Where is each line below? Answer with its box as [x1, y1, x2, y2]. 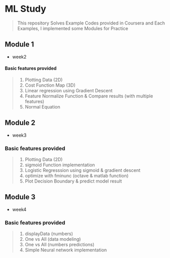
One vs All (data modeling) [25, 236, 81, 242]
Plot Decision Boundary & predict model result [25, 178, 122, 184]
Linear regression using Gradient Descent [25, 87, 113, 93]
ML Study [5, 3, 46, 15]
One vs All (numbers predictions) [25, 242, 95, 248]
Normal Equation [25, 104, 61, 110]
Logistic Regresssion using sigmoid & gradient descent [25, 167, 141, 173]
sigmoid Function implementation [25, 162, 95, 168]
